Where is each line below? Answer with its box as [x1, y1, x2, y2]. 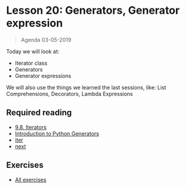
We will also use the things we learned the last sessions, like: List [6, 83, 166, 91]
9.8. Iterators [14, 124, 47, 131]
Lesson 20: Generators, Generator [6, 4, 180, 17]
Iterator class [14, 59, 48, 67]
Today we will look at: [6, 47, 60, 55]
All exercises [14, 176, 47, 183]
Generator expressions [14, 72, 72, 79]
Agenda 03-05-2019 [20, 36, 72, 43]
